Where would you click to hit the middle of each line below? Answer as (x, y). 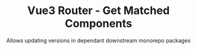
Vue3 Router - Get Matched (98, 11)
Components (98, 23)
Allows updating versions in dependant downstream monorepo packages (98, 40)
